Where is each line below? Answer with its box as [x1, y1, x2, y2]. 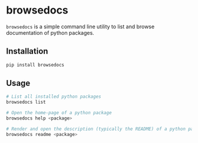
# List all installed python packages [6, 94, 101, 100]
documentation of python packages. [6, 29, 94, 36]
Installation [6, 46, 48, 56]
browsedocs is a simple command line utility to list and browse [6, 23, 155, 30]
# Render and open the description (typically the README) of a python [6, 126, 186, 132]
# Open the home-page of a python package [6, 110, 112, 116]
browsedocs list [6, 99, 46, 105]
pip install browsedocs [6, 62, 65, 68]
